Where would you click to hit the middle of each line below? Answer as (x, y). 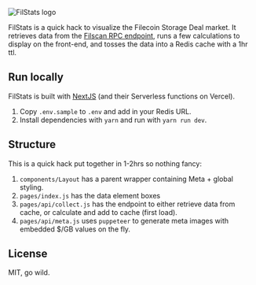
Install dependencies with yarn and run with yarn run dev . (113, 120)
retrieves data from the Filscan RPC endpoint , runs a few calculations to (124, 36)
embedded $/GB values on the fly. (75, 229)
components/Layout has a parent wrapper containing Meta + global (126, 179)
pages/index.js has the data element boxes (90, 195)
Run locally (36, 78)
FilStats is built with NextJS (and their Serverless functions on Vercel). (122, 96)
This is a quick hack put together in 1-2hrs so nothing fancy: (105, 163)
